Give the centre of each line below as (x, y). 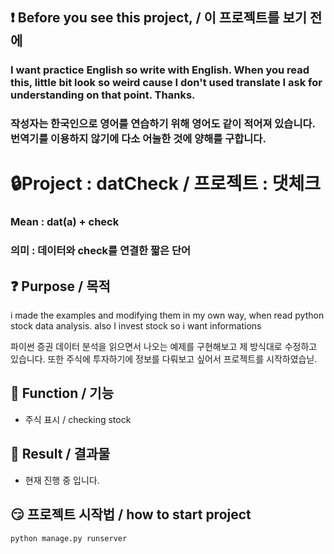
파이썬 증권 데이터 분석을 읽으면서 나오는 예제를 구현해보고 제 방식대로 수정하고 (164, 347)
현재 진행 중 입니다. (62, 480)
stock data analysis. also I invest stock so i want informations (136, 326)
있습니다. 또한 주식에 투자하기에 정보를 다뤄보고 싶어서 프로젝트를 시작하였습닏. (164, 359)
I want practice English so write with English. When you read (160, 70)
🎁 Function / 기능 (62, 393)
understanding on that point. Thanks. (103, 95)
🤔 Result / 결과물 (60, 454)
